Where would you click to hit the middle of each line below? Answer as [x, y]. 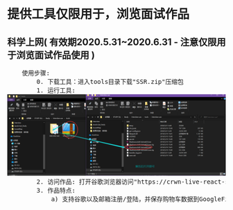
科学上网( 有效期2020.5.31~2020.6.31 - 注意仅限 [112, 42]
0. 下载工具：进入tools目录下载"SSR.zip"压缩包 [110, 81]
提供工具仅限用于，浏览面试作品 [98, 14]
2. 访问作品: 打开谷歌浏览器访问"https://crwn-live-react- [131, 182]
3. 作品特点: [56, 191]
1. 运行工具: [56, 90]
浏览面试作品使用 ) [55, 55]
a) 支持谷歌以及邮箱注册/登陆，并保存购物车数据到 [125, 199]
